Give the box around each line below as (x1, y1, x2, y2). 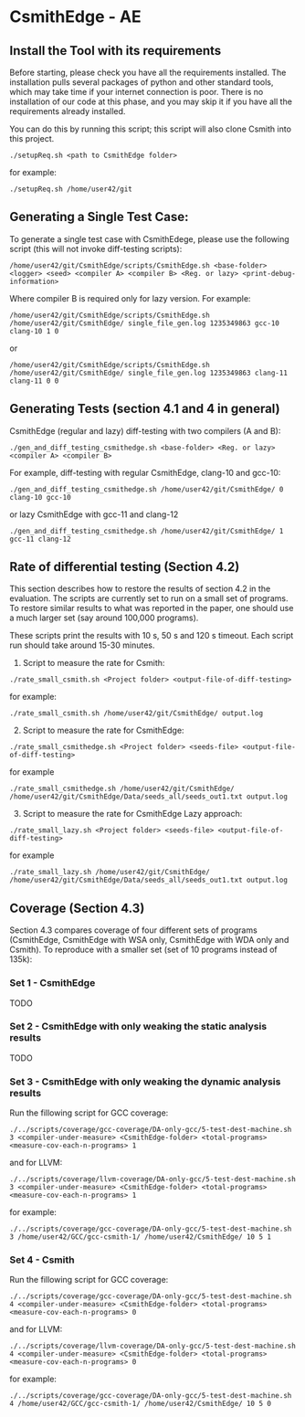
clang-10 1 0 (9, 326, 59, 335)
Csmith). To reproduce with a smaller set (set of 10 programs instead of (9, 944, 279, 956)
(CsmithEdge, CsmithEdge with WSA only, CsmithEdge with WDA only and (9, 935, 289, 946)
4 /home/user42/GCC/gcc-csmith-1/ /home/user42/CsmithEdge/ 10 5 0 (9, 1400, 272, 1409)
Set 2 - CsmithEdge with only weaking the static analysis (9, 1020, 268, 1033)
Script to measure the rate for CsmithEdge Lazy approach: (22, 809, 243, 820)
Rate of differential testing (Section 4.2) (9, 559, 240, 575)
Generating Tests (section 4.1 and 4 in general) (9, 401, 280, 417)
